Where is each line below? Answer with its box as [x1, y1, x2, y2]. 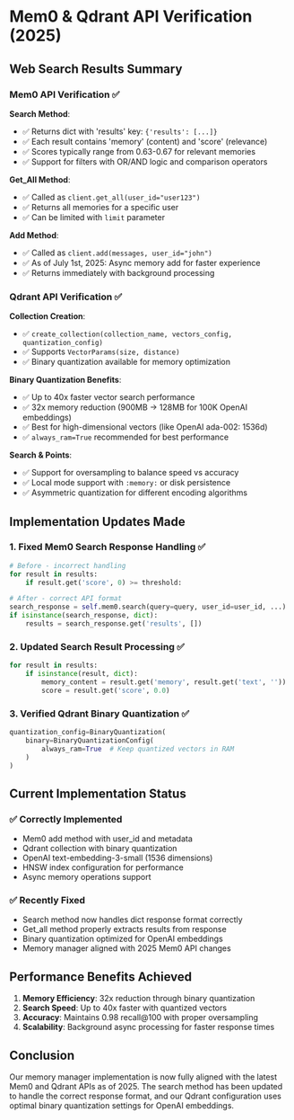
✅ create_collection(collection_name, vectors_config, [22, 328, 233, 339]
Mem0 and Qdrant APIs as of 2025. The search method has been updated [9, 1081, 283, 1092]
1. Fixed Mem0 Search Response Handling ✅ [9, 541, 206, 554]
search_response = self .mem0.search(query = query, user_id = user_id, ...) [9, 602, 287, 612]
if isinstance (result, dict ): [25, 670, 139, 679]
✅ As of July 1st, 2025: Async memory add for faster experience [22, 257, 261, 268]
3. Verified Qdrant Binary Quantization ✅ [9, 707, 190, 720]
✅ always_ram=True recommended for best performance [22, 431, 229, 442]
